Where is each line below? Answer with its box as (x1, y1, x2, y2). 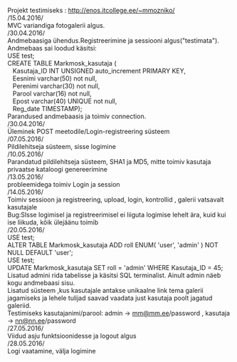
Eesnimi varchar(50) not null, (12, 74, 98, 83)
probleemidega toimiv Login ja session (7, 180, 120, 188)
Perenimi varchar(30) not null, (12, 82, 100, 90)
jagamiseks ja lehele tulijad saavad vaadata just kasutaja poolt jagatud (7, 294, 213, 302)
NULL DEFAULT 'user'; (7, 249, 73, 257)
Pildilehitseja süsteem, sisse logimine (7, 143, 116, 150)
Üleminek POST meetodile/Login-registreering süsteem (7, 128, 170, 135)
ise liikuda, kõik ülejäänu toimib (7, 218, 99, 227)
